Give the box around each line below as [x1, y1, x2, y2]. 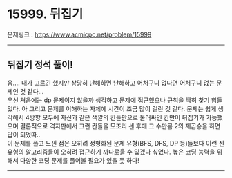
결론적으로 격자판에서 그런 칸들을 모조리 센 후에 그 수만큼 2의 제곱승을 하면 [19, 121, 221, 130]
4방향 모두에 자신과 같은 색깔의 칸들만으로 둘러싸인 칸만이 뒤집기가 [25, 113, 205, 121]
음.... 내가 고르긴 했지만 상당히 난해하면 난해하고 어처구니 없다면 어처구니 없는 [7, 79, 215, 87]
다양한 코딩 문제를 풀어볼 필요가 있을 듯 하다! [19, 156, 140, 164]
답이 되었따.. [7, 130, 41, 139]
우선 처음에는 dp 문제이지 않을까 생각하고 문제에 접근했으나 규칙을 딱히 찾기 [7, 96, 210, 104]
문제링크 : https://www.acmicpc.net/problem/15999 [7, 30, 152, 39]
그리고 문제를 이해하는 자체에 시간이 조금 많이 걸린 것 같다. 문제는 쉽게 [28, 104, 217, 112]
